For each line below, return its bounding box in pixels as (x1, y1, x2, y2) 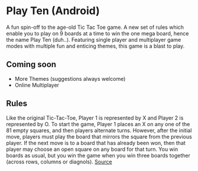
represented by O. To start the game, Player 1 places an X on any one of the (6, 120, 190, 127)
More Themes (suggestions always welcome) (14, 75, 126, 82)
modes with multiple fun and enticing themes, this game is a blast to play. (6, 42, 185, 50)
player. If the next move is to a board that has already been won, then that (6, 139, 186, 146)
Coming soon (6, 60, 57, 70)
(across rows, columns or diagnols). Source (6, 158, 112, 165)
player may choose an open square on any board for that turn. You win (6, 146, 178, 153)
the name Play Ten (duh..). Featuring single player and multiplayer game (6, 36, 181, 43)
